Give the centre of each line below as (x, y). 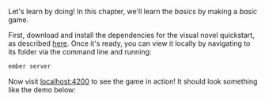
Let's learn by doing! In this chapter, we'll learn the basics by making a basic (133, 11)
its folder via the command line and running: (80, 52)
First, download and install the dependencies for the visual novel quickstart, (131, 35)
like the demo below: (42, 89)
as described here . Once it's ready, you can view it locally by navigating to (129, 43)
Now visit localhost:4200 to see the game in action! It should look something (133, 81)
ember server (30, 66)
